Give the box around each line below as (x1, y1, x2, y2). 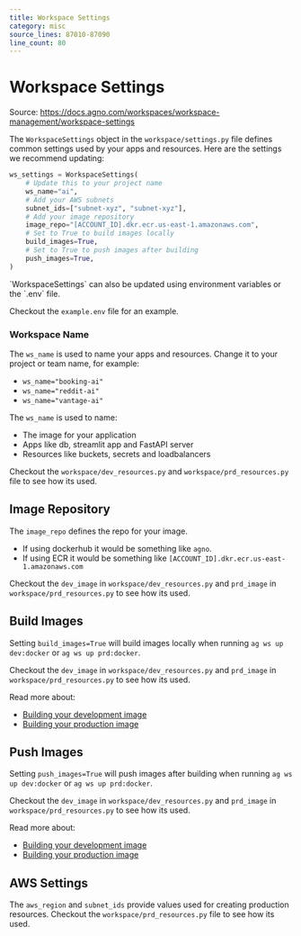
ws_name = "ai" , (25, 186, 78, 196)
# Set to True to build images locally (25, 229, 175, 238)
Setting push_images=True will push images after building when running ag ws (9, 769, 293, 779)
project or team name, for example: (9, 357, 140, 369)
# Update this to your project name (25, 179, 164, 188)
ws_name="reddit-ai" (22, 386, 100, 396)
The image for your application (22, 429, 137, 440)
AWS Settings (9, 875, 88, 891)
